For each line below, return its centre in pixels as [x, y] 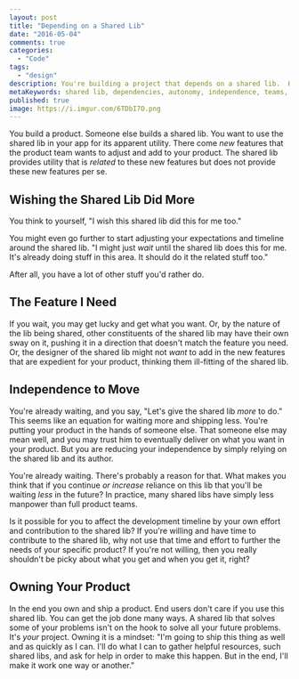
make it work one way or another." [72, 665]
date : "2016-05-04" [45, 34]
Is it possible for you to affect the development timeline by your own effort [145, 521]
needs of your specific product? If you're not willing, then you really [133, 549]
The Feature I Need [63, 302]
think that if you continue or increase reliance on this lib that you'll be [136, 485]
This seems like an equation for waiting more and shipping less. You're [139, 420]
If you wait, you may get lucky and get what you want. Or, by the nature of [145, 323]
